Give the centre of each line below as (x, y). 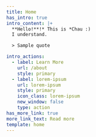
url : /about (32, 68)
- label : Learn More (38, 62)
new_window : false (40, 102)
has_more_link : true (33, 113)
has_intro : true (27, 18)
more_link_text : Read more (40, 119)
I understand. (29, 35)
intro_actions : (26, 57)
